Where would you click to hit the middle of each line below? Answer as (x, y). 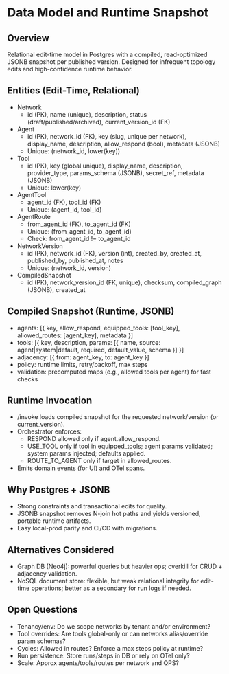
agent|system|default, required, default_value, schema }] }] (100, 350)
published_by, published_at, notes (75, 260)
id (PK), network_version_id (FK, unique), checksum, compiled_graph (124, 282)
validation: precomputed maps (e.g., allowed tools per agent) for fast (114, 372)
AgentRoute (34, 216)
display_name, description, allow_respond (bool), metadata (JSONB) (124, 144)
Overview (28, 38)
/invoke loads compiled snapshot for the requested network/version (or (118, 417)
